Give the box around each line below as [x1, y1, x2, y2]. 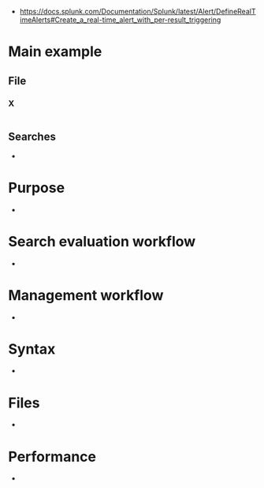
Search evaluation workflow [8, 232, 196, 250]
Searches [8, 130, 57, 144]
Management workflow [8, 286, 164, 304]
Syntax [8, 340, 56, 358]
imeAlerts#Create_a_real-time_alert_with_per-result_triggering [19, 15, 221, 24]
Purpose [8, 178, 65, 197]
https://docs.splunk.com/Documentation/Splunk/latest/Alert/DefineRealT [19, 7, 256, 16]
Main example [8, 43, 102, 61]
